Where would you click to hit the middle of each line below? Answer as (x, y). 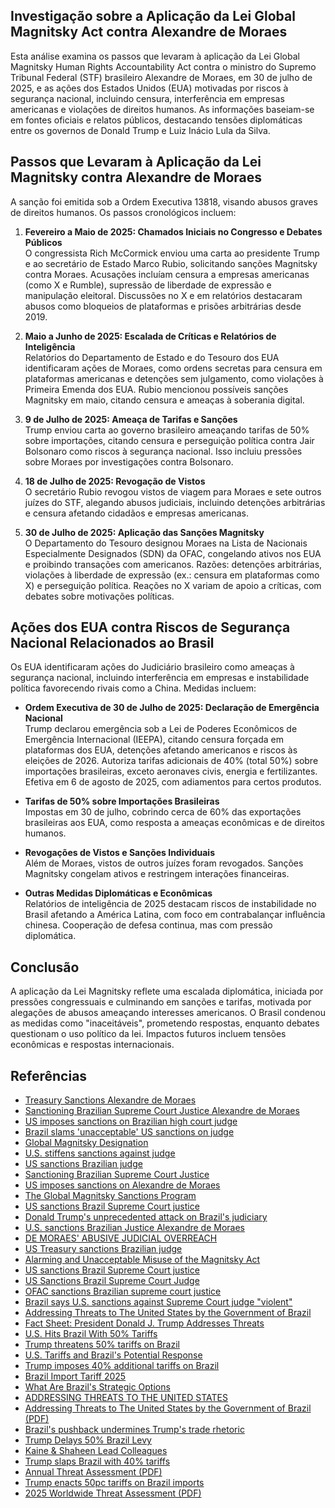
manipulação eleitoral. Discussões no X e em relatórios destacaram (163, 295)
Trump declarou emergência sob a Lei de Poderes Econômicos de (161, 729)
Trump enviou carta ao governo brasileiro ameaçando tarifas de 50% (167, 430)
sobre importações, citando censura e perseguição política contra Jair (169, 440)
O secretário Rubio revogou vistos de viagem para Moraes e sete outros (173, 491)
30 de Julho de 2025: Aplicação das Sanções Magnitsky (144, 532)
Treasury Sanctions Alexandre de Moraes (110, 1100)
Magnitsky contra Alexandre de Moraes (136, 177)
